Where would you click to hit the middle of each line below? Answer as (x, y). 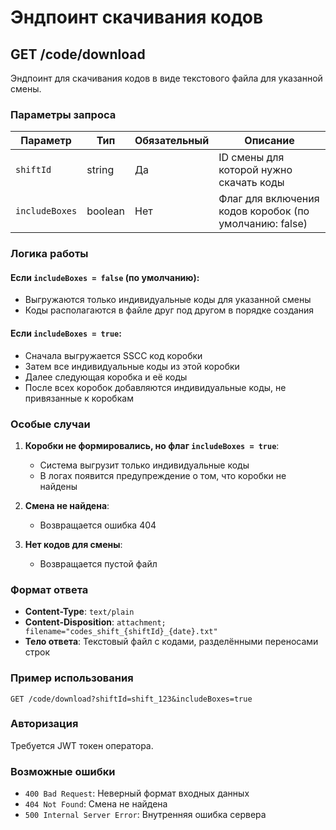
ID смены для (251, 158)
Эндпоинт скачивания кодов (137, 17)
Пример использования (72, 678)
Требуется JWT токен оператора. (82, 745)
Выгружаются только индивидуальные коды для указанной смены (168, 300)
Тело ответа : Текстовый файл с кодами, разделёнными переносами (171, 642)
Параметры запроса (63, 114)
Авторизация (44, 724)
